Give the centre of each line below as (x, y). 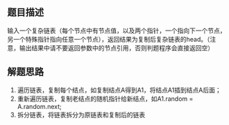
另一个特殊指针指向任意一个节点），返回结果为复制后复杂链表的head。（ (109, 39)
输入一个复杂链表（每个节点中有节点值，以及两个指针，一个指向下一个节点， (117, 31)
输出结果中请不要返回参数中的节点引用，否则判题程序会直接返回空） (116, 48)
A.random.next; (39, 106)
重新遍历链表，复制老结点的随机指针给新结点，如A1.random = (105, 99)
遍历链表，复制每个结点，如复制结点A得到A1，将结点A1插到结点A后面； (119, 90)
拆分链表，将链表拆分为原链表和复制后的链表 (81, 115)
